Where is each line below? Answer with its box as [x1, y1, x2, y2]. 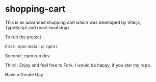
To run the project [5, 34, 42, 40]
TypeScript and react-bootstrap [5, 24, 69, 30]
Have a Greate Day [5, 71, 43, 77]
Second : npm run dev [5, 52, 50, 59]
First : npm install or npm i [5, 43, 58, 49]
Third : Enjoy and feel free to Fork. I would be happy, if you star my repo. [5, 62, 152, 68]
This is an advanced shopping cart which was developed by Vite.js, [5, 19, 141, 25]
